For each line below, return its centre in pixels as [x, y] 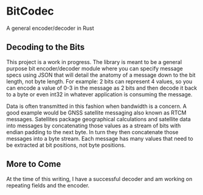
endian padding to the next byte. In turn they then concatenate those [92, 132]
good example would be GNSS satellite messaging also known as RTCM [96, 112]
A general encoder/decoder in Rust [50, 28]
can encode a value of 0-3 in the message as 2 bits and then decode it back [102, 88]
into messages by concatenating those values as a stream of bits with [94, 126]
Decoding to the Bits [46, 47]
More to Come [34, 164]
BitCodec [30, 11]
